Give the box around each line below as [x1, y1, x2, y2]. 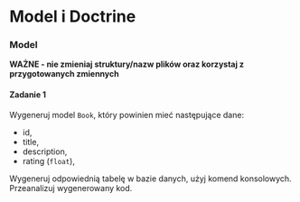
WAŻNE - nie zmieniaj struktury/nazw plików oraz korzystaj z [9, 59, 245, 69]
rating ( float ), [22, 155, 75, 166]
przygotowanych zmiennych [9, 69, 119, 79]
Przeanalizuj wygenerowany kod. [9, 182, 133, 193]
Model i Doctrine [9, 6, 136, 27]
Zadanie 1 [9, 89, 47, 100]
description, [22, 146, 68, 157]
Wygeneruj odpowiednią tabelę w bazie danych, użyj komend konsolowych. [9, 173, 292, 184]
